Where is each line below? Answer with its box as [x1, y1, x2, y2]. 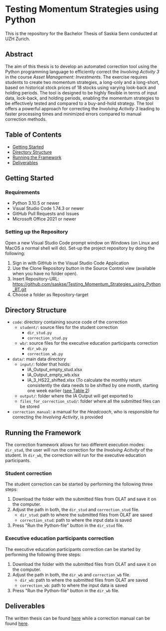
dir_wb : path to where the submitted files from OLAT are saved [19, 577, 148, 583]
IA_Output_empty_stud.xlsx [27, 367, 83, 373]
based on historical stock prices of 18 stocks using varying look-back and [5, 84, 156, 90]
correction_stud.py [27, 336, 68, 341]
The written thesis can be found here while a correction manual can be [5, 615, 150, 621]
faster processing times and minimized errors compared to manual [5, 111, 142, 117]
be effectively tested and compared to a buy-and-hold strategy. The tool [5, 100, 154, 106]
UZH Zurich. [5, 36, 30, 42]
